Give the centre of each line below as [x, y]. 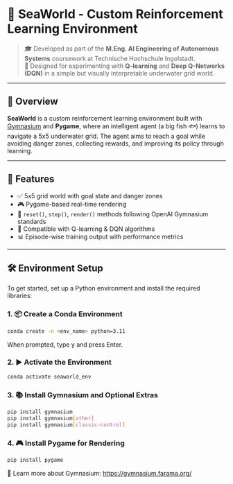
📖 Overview [33, 102]
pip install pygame [35, 460]
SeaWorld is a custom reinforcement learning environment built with [105, 118]
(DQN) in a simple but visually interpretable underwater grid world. [119, 73]
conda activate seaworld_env [49, 377]
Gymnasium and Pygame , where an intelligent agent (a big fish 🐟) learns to [116, 126]
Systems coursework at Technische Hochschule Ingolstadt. [110, 58]
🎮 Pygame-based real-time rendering [72, 204]
